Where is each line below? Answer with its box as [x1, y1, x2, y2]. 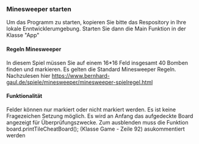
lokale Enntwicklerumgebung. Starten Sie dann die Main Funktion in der [6, 25, 186, 32]
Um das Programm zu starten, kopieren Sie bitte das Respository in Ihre [6, 19, 186, 26]
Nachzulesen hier [6, 72, 51, 79]
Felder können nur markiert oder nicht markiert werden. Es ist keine [6, 106, 176, 113]
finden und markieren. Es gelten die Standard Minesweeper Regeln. [6, 66, 176, 73]
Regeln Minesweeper [6, 45, 62, 53]
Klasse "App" [6, 32, 40, 39]
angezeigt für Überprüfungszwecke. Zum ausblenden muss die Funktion [6, 118, 189, 126]
